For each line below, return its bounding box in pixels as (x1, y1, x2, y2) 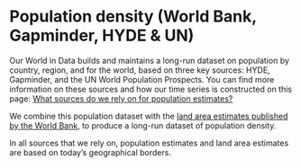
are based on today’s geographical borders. (9, 146, 171, 158)
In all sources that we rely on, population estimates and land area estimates (9, 137, 289, 148)
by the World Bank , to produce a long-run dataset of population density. (9, 119, 277, 131)
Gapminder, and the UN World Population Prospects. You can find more (9, 74, 275, 84)
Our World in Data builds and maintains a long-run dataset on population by (9, 55, 290, 66)
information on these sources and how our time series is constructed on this (9, 83, 293, 94)
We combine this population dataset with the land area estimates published (9, 110, 288, 121)
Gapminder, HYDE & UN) (9, 25, 195, 46)
